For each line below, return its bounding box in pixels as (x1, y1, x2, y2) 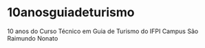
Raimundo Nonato (7, 34, 58, 42)
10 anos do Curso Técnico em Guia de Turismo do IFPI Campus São (7, 27, 199, 35)
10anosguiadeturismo (7, 5, 135, 20)
